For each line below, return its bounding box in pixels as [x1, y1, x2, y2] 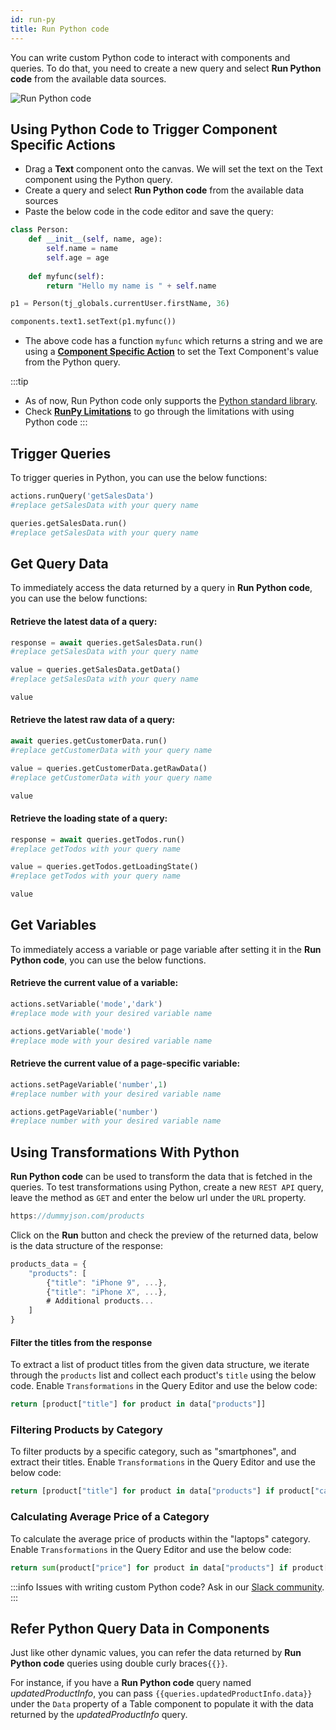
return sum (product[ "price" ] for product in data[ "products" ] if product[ [10, 1562, 329, 1573]
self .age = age [46, 252, 110, 263]
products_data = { [10, 1259, 87, 1269]
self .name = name [46, 244, 118, 254]
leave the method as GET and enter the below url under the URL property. [10, 1192, 307, 1204]
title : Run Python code [10, 24, 110, 34]
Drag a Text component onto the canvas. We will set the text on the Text [24, 163, 323, 175]
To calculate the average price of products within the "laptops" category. [10, 1532, 311, 1545]
